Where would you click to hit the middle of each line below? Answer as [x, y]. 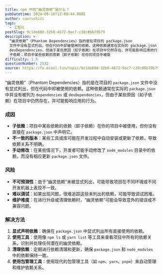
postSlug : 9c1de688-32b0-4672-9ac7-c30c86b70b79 [55, 32]
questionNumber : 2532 [27, 64]
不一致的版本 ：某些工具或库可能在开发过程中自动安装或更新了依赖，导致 [84, 138]
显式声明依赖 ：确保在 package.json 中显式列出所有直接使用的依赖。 [79, 231]
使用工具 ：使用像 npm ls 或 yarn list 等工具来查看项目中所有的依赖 [80, 237]
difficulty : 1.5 [21, 59]
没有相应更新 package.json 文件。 [58, 156]
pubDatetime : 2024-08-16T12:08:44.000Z [45, 14]
